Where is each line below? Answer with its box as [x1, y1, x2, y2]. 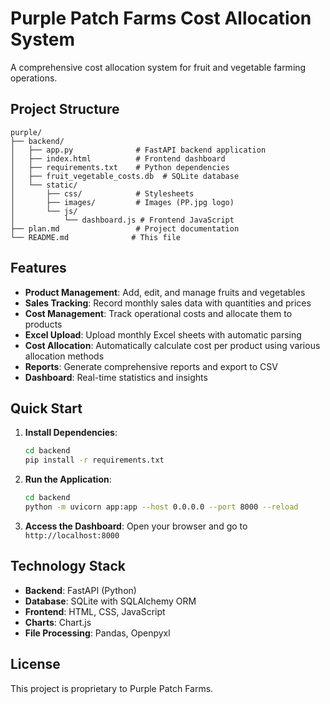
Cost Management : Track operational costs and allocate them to [24, 307, 293, 319]
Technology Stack [10, 558, 126, 575]
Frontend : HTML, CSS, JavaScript [24, 605, 166, 617]
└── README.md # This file [10, 232, 182, 242]
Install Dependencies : [24, 427, 118, 439]
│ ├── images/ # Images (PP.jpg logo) [10, 197, 235, 207]
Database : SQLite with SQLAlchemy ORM [24, 595, 197, 607]
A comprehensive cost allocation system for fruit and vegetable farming [10, 61, 307, 73]
